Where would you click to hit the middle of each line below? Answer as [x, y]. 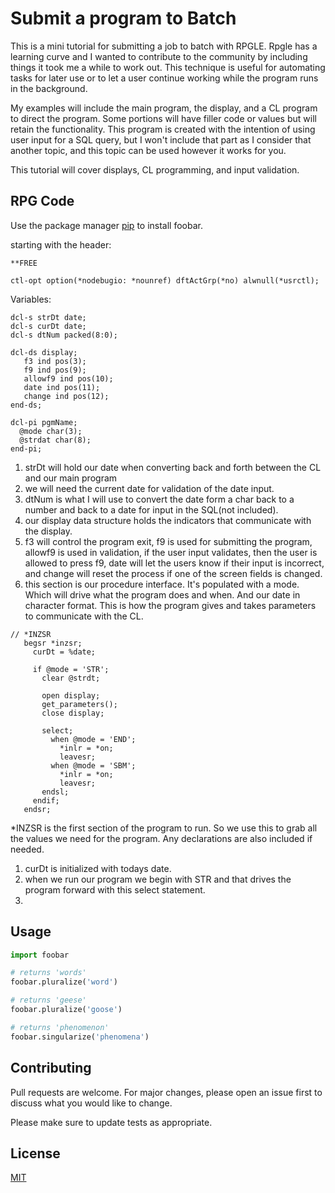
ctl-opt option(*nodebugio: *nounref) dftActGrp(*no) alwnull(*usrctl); [165, 280]
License [35, 1153]
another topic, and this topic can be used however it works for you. [148, 150]
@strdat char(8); [55, 440]
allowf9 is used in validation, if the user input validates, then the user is [171, 552]
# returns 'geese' [48, 1000]
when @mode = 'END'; [93, 739]
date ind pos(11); [62, 387]
